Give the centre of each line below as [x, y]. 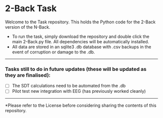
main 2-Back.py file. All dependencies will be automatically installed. [81, 41]
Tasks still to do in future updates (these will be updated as [76, 69]
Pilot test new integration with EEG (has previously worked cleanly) [79, 91]
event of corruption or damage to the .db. [54, 52]
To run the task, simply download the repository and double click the [81, 36]
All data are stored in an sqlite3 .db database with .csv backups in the [81, 47]
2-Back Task [31, 8]
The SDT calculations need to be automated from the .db [69, 86]
